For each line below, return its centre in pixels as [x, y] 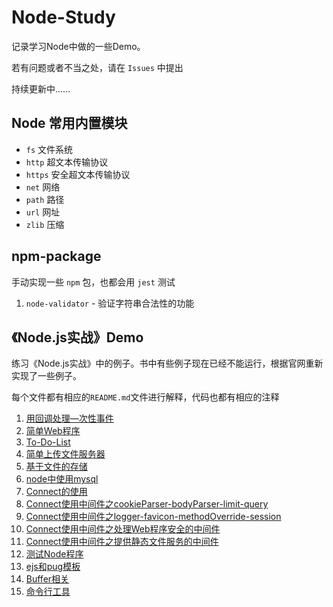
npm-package [56, 256]
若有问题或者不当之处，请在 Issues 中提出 [97, 67]
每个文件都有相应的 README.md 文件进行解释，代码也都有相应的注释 [145, 397]
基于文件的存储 [56, 467]
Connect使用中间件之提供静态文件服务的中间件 [122, 542]
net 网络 [43, 187]
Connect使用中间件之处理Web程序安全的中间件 [123, 529]
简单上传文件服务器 [65, 454]
